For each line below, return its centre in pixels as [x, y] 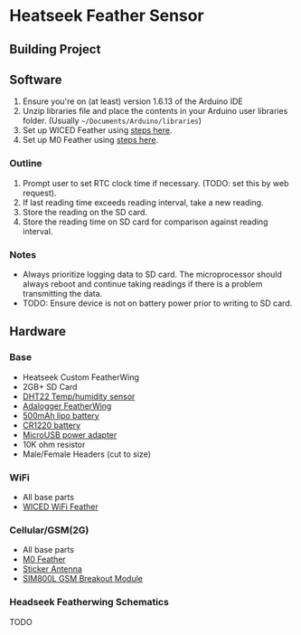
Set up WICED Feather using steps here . [98, 130]
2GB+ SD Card [50, 386]
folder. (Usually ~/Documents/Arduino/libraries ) [112, 121]
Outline [26, 164]
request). [39, 193]
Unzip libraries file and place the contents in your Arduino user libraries [155, 111]
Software [36, 79]
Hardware [38, 332]
